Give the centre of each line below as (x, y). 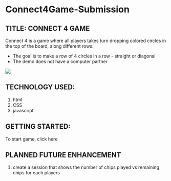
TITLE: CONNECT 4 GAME (48, 28)
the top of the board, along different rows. (49, 46)
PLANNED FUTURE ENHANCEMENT (63, 155)
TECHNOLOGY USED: (40, 87)
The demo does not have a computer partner (60, 62)
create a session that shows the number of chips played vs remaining (86, 167)
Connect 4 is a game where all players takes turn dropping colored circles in (86, 41)
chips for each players (36, 173)
